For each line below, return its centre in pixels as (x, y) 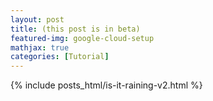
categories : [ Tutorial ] (60, 57)
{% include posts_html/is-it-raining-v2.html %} (106, 85)
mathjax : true (40, 47)
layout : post (37, 19)
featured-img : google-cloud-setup (82, 38)
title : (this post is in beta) (75, 29)
